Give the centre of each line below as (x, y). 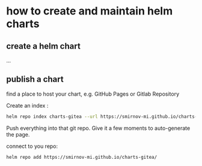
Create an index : (27, 105)
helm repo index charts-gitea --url (52, 116)
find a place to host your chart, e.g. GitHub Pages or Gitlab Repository (93, 94)
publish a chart (35, 79)
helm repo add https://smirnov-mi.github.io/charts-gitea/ (82, 157)
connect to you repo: (32, 146)
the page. (18, 134)
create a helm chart (44, 46)
